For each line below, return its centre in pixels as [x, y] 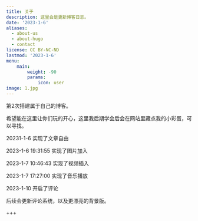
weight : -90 [42, 72]
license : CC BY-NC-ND [33, 50]
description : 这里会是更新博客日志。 [47, 17]
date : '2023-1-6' [27, 22]
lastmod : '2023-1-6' [32, 55]
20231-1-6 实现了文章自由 [37, 138]
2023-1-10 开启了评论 [32, 188]
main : [24, 66]
